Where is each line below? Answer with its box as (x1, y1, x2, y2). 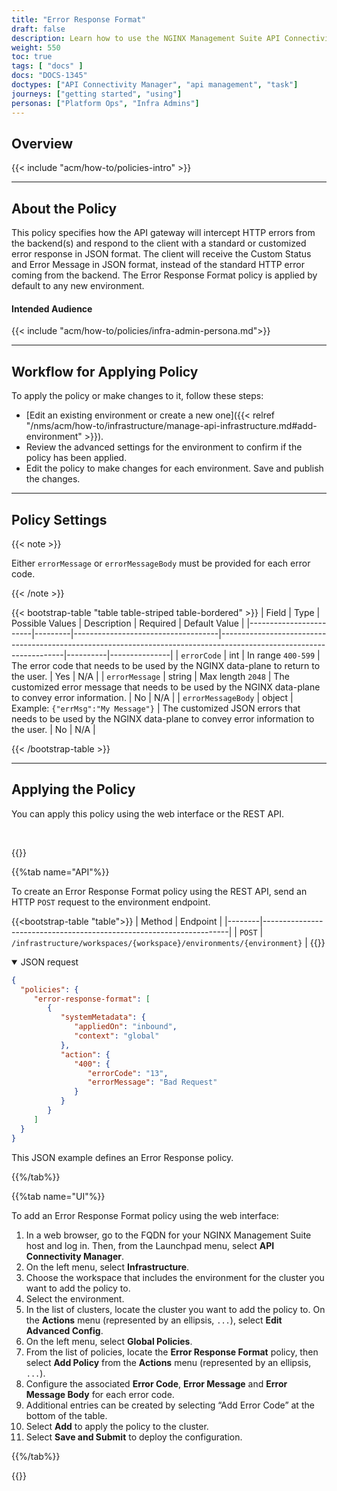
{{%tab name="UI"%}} (11, 1190, 106, 1202)
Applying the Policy (11, 781, 136, 798)
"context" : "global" (74, 1031, 160, 1041)
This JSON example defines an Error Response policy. (11, 1151, 234, 1163)
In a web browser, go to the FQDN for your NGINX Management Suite (25, 1229, 312, 1241)
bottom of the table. (25, 1409, 108, 1421)
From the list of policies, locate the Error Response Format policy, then (25, 1346, 319, 1358)
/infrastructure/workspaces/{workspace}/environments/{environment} (11, 938, 303, 948)
